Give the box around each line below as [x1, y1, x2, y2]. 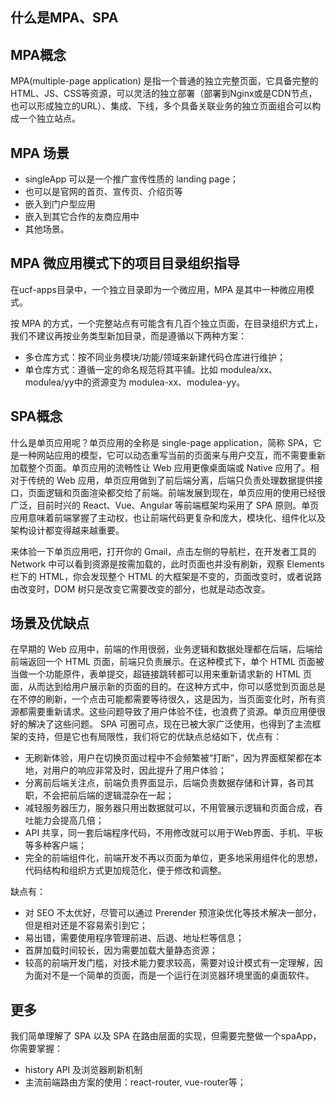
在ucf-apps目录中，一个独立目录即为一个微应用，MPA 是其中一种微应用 [10, 283, 307, 295]
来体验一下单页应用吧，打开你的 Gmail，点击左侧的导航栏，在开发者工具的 [10, 545, 317, 557]
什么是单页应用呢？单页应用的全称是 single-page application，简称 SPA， [10, 436, 313, 448]
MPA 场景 [10, 144, 70, 162]
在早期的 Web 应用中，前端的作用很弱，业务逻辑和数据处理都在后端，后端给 [10, 643, 323, 655]
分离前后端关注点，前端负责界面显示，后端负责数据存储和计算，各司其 [24, 777, 315, 789]
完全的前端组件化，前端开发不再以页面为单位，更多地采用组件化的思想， [24, 852, 323, 864]
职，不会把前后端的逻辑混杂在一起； [24, 789, 175, 802]
